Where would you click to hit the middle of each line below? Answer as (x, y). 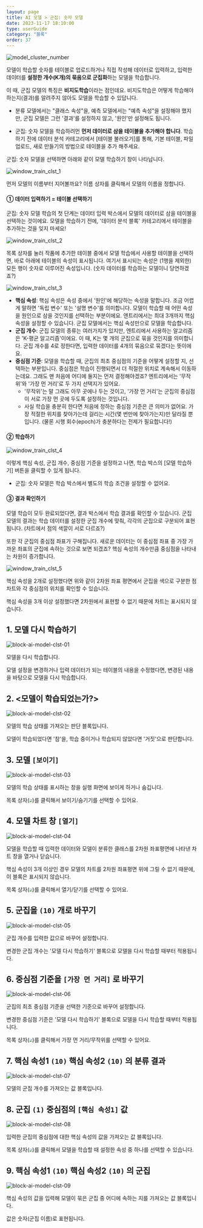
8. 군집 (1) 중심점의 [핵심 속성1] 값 (67, 1109)
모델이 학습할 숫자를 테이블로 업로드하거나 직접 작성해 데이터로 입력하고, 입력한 (99, 70)
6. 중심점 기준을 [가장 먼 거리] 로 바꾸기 (75, 979)
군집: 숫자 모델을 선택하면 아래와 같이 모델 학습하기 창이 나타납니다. (85, 159)
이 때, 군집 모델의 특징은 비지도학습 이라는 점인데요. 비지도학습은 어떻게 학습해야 (100, 90)
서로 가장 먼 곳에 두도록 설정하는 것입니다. (80, 399)
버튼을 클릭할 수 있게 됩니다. (48, 471)
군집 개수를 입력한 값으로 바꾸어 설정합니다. (57, 938)
